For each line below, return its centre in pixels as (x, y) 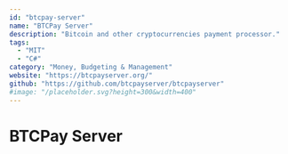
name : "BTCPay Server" (51, 26)
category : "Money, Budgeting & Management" (91, 68)
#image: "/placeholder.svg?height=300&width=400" (103, 92)
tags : (19, 42)
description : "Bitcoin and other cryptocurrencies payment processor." (144, 34)
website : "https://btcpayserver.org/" (81, 76)
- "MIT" (32, 51)
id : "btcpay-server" (48, 17)
